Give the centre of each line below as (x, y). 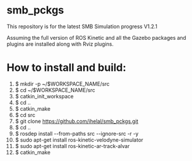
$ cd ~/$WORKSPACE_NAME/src (55, 90)
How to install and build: (66, 68)
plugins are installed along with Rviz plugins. (60, 44)
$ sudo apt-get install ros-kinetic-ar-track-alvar (72, 146)
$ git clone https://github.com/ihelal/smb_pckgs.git (77, 121)
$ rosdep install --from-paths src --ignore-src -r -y (77, 133)
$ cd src (25, 115)
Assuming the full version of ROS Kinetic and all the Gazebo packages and (97, 37)
